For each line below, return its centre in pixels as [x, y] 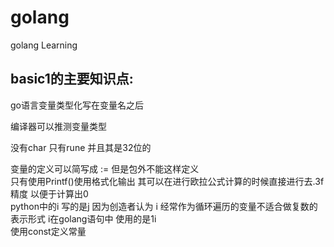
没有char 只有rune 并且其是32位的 [81, 147]
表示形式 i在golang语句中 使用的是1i [83, 218]
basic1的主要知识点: [72, 79]
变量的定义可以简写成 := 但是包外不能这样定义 [105, 168]
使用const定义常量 [48, 231]
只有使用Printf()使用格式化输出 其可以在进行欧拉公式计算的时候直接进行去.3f [167, 181]
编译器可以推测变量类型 [58, 126]
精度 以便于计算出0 [49, 193]
